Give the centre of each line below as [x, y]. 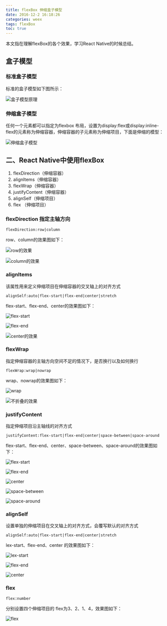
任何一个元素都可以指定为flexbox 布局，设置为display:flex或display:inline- [82, 126]
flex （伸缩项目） [31, 204]
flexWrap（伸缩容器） [36, 186]
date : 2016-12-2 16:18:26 [33, 15]
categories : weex [24, 19]
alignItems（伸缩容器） [37, 179]
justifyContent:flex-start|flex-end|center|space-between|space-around [82, 436]
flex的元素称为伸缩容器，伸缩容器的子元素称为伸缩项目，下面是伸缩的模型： [85, 132]
